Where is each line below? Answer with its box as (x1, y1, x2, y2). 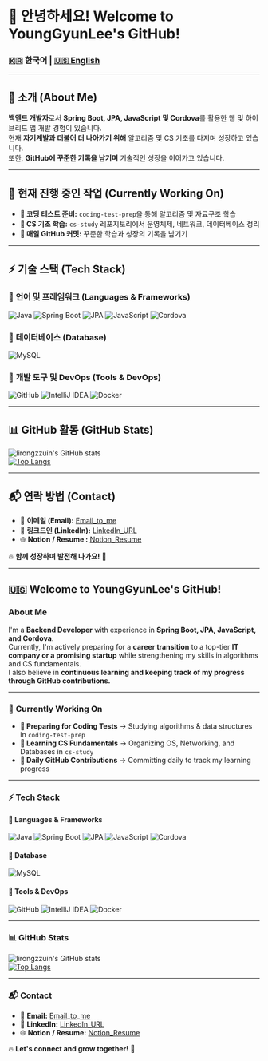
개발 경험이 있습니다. (37, 123, 102, 133)
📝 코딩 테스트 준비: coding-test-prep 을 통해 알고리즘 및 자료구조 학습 (19, 209, 237, 219)
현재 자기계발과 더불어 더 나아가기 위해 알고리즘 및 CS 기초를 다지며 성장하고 (8, 133, 245, 143)
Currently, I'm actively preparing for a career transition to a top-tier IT (8, 642, 239, 651)
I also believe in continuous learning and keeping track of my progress (8, 667, 245, 677)
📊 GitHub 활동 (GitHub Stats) (8, 423, 154, 436)
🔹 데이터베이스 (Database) (8, 332, 107, 343)
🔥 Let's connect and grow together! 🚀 (8, 1044, 136, 1054)
